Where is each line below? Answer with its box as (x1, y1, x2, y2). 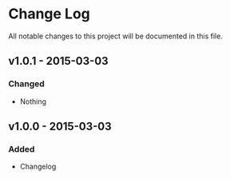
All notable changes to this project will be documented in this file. (8, 31, 224, 41)
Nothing (19, 97, 46, 106)
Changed (8, 78, 46, 89)
